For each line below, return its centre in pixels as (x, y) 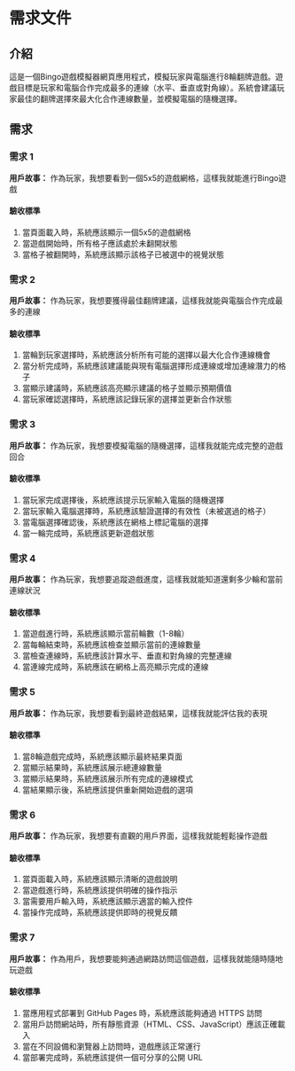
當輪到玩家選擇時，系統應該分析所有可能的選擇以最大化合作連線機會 (146, 355)
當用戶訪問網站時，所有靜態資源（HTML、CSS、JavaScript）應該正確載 (154, 1024)
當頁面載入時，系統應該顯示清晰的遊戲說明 (100, 879)
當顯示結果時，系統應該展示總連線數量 (92, 767)
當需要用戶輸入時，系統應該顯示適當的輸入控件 (107, 902)
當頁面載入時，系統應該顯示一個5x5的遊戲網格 (107, 232)
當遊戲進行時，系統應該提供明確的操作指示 (100, 890)
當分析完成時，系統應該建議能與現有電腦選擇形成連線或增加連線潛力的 (150, 366)
